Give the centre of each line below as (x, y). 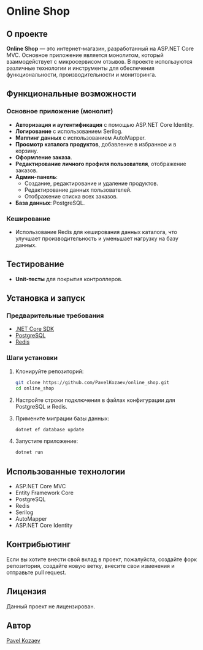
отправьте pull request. (36, 572)
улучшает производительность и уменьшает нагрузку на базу (97, 238)
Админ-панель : (36, 176)
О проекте (27, 34)
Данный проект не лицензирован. (51, 606)
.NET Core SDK (35, 329)
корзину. (27, 151)
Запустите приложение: (47, 441)
